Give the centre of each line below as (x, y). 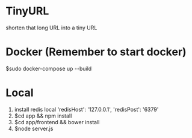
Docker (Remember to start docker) (96, 52)
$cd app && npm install (43, 116)
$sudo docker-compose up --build (49, 68)
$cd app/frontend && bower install (57, 122)
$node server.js (34, 128)
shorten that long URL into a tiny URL (51, 28)
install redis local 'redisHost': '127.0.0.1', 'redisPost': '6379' (86, 109)
